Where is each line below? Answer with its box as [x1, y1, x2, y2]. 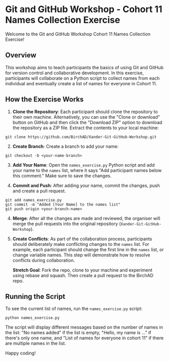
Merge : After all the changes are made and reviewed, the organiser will [12, 215, 160, 221]
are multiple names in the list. [5, 340, 67, 346]
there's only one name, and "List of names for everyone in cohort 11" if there [5, 335, 164, 341]
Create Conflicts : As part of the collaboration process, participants [12, 236, 152, 242]
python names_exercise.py [5, 316, 60, 321]
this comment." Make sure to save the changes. [12, 173, 112, 179]
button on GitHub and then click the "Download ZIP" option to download [12, 119, 162, 125]
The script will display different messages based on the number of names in [5, 324, 163, 330]
